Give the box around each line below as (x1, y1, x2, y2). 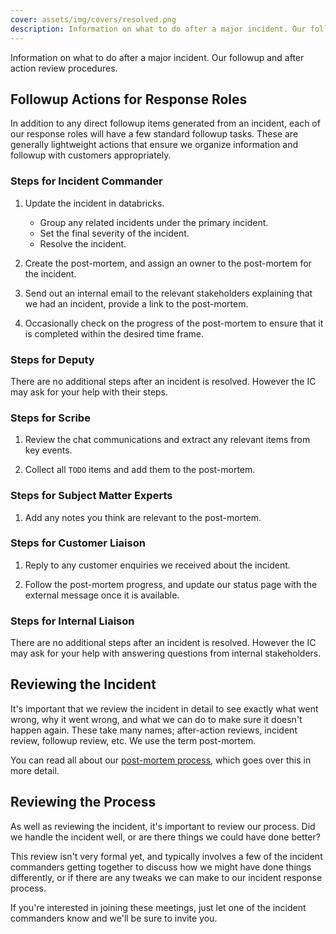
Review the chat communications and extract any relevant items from (24, 434, 311, 446)
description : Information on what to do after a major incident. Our (10, 24, 307, 34)
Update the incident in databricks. (24, 197, 165, 209)
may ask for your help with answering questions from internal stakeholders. (10, 647, 322, 660)
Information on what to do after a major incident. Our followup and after (10, 51, 305, 63)
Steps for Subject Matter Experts (10, 489, 173, 503)
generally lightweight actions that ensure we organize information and (10, 139, 299, 151)
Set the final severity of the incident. (39, 227, 190, 239)
